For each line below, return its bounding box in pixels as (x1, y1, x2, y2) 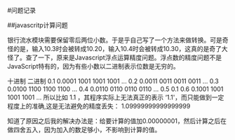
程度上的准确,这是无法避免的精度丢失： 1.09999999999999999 (7, 102, 191, 110)
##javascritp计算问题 (7, 21, 68, 29)
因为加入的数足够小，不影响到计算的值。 (43, 125, 161, 134)
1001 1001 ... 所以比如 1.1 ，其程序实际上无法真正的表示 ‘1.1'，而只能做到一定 (7, 93, 224, 101)
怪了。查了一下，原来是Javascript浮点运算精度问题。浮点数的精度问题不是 (7, 53, 222, 62)
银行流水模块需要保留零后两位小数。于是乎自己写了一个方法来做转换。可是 (7, 36, 222, 44)
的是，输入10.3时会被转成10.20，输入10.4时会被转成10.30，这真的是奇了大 (13, 45, 228, 52)
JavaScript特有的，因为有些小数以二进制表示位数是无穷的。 (7, 62, 180, 70)
